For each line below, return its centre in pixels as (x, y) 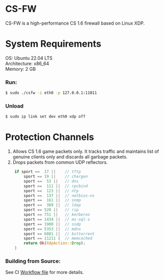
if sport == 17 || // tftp (48, 172)
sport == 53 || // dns (51, 181)
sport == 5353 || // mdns (52, 229)
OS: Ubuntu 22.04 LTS (29, 58)
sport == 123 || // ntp (51, 191)
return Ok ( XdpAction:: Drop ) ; (55, 243)
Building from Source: (33, 261)
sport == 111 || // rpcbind (56, 186)
